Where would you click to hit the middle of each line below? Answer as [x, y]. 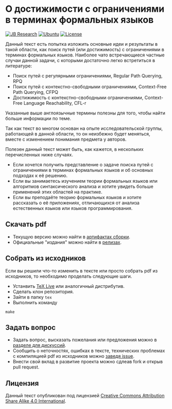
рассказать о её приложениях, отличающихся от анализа [76, 203]
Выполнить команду [35, 302]
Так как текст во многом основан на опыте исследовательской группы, [84, 128]
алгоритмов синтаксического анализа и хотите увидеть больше [83, 186]
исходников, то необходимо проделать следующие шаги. [69, 276]
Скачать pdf [26, 225]
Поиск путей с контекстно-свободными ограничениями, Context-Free [90, 86]
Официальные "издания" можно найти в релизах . [67, 242]
